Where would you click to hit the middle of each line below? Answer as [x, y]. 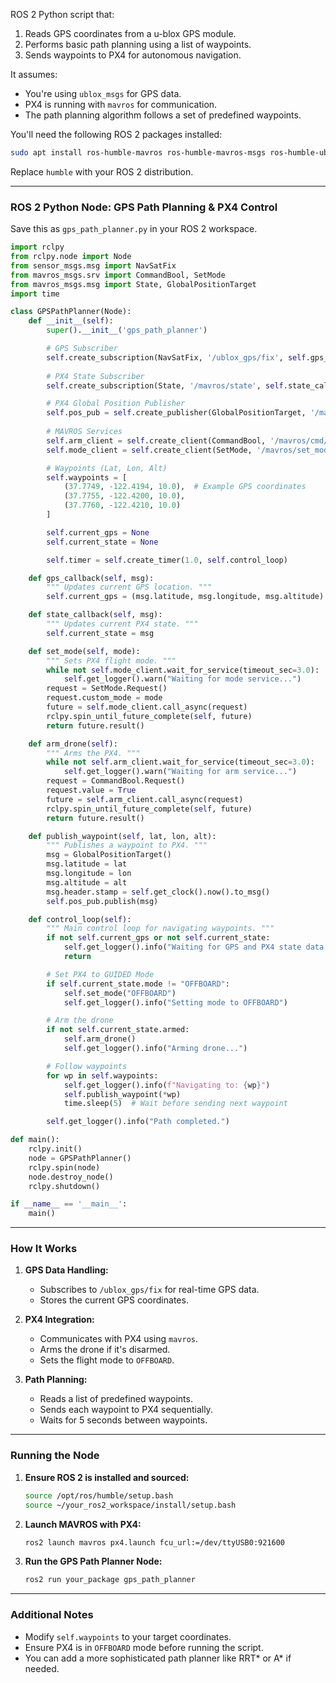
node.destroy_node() [71, 1177]
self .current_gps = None [98, 532]
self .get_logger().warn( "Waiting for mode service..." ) [182, 679]
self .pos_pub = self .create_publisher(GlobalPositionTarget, [176, 413]
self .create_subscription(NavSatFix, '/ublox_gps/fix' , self [176, 357]
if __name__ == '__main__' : [69, 1204]
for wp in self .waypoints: [102, 1075]
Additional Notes [52, 1615]
